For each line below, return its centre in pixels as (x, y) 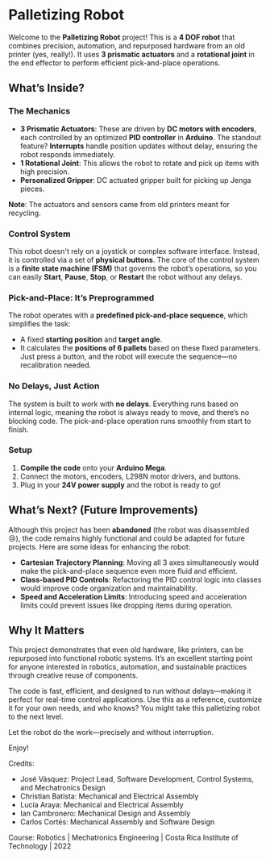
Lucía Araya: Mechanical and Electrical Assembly (102, 805)
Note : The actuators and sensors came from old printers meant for (119, 204)
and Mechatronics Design (63, 788)
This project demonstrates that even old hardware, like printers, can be (126, 649)
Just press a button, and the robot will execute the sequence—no (129, 357)
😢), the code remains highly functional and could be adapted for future (127, 538)
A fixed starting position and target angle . (91, 339)
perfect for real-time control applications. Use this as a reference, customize (135, 699)
